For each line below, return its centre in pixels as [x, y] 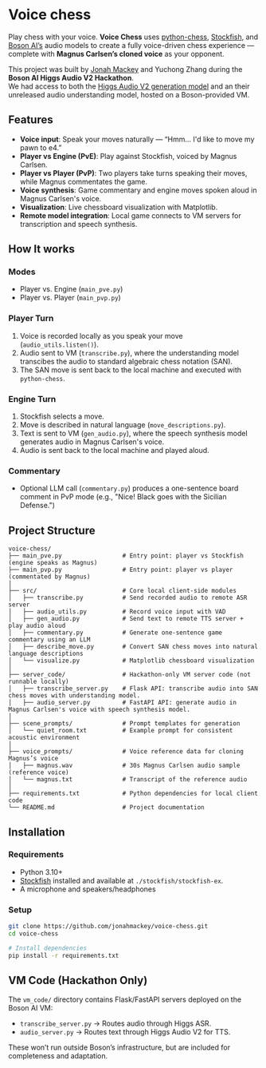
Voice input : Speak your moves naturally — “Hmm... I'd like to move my [137, 139]
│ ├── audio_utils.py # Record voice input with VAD [117, 612]
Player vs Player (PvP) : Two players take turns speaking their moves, [133, 173]
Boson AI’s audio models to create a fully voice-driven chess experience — [131, 45]
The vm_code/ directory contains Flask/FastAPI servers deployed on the [125, 999]
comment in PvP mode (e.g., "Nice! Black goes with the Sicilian [123, 497]
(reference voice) [39, 772]
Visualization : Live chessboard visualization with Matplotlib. [119, 207]
